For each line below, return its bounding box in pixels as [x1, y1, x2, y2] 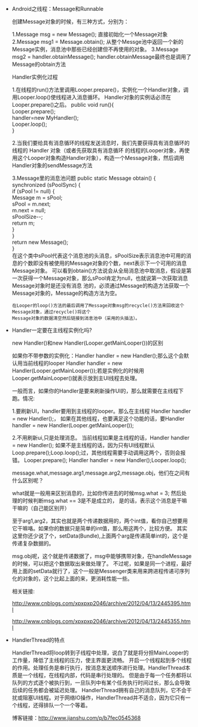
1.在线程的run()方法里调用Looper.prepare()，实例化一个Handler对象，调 [11, 86, 189, 93]
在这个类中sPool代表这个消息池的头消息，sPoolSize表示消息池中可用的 [11, 252, 187, 259]
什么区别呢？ [11, 477, 44, 484]
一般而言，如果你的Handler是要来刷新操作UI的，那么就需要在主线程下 [11, 387, 184, 394]
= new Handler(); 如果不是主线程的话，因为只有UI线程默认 [11, 442, 156, 448]
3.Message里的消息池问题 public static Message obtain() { [11, 174, 156, 182]
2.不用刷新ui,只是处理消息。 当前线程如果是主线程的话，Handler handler [11, 434, 190, 441]
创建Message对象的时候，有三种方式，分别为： [11, 18, 129, 25]
